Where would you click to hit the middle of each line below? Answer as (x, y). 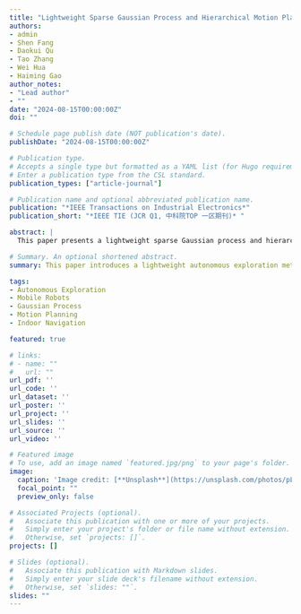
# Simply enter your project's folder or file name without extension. (150, 530)
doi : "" (24, 117)
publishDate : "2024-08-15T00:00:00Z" (80, 143)
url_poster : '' (38, 405)
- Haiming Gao (36, 76)
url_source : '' (38, 430)
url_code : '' (34, 389)
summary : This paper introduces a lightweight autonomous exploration (144, 265)
